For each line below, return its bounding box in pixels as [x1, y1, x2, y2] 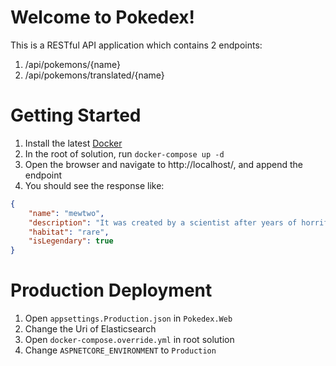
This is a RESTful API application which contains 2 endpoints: [10, 39, 263, 51]
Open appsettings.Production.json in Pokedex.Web [24, 312, 233, 325]
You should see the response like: [24, 179, 165, 191]
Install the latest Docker [24, 137, 123, 149]
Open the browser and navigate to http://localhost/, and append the [24, 158, 303, 170]
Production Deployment [10, 279, 213, 302]
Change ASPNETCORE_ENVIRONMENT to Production [24, 344, 217, 356]
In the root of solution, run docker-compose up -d [24, 147, 225, 160]
